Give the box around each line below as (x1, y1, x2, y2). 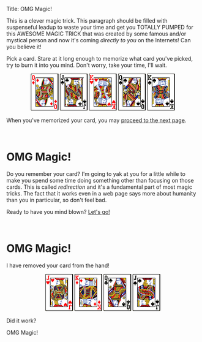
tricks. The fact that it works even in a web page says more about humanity (6, 189, 196, 197)
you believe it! (6, 43, 42, 50)
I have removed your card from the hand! (6, 262, 110, 269)
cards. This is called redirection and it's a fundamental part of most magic (6, 183, 193, 191)
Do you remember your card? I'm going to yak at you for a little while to (6, 170, 185, 177)
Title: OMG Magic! (6, 6, 52, 12)
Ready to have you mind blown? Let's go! (6, 208, 110, 215)
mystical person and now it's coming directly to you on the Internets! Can (6, 37, 191, 44)
